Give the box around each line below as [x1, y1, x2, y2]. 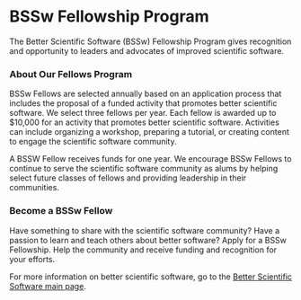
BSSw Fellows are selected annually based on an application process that [9, 88, 282, 100]
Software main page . [9, 280, 87, 291]
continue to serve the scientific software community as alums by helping [9, 163, 279, 174]
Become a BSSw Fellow [9, 205, 113, 217]
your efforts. [9, 253, 56, 264]
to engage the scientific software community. [9, 137, 177, 147]
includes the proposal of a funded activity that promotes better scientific [9, 98, 278, 109]
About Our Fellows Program [9, 67, 133, 80]
